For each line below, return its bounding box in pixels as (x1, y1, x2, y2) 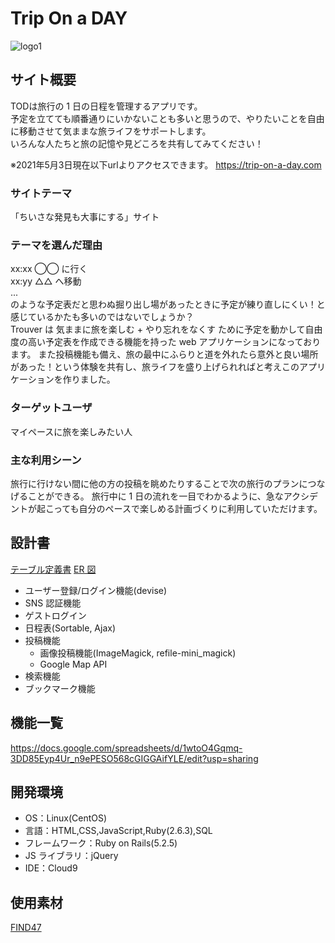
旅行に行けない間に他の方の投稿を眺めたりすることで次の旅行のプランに (10, 477, 308, 489)
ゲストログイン (24, 609, 87, 621)
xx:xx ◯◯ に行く (10, 263, 88, 275)
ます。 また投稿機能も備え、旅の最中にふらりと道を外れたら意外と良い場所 (10, 348, 319, 361)
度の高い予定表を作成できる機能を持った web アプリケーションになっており (10, 336, 322, 348)
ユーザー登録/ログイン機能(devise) (24, 584, 168, 596)
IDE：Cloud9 (24, 862, 78, 874)
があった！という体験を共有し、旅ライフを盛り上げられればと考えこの (10, 361, 300, 373)
